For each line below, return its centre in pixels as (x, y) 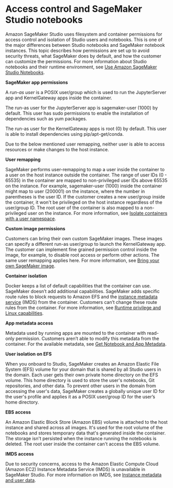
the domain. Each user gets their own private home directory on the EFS (82, 375)
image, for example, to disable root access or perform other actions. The (82, 255)
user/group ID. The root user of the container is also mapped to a (74, 207)
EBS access (18, 412)
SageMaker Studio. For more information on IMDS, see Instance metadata (84, 475)
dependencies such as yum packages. (46, 118)
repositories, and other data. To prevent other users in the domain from (81, 386)
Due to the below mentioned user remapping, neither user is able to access (85, 144)
